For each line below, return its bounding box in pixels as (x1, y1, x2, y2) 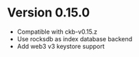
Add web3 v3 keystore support (16, 42, 105, 50)
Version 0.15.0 (7, 5, 90, 21)
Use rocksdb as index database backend (16, 34, 133, 43)
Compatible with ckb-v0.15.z (16, 27, 98, 36)
